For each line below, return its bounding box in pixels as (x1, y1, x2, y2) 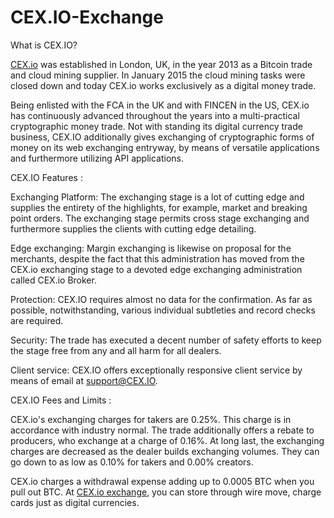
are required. (10, 314, 64, 326)
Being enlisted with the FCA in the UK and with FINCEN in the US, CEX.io (10, 99, 310, 111)
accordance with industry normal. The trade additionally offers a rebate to (10, 424, 315, 436)
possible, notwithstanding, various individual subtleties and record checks (10, 304, 316, 316)
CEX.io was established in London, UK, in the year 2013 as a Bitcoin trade (10, 58, 313, 70)
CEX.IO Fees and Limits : (10, 394, 112, 406)
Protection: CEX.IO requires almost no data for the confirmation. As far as (10, 293, 313, 305)
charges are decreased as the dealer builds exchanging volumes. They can (10, 445, 320, 457)
